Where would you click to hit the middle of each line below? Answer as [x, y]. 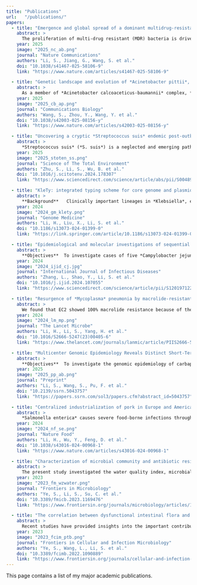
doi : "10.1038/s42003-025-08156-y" [60, 120]
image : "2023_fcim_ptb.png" [51, 537]
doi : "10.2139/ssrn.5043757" [52, 391]
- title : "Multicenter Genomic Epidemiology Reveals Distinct [89, 353]
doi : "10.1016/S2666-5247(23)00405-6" [64, 337]
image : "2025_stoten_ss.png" [52, 158]
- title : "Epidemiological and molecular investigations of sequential [101, 244]
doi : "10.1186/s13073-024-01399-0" [60, 229]
